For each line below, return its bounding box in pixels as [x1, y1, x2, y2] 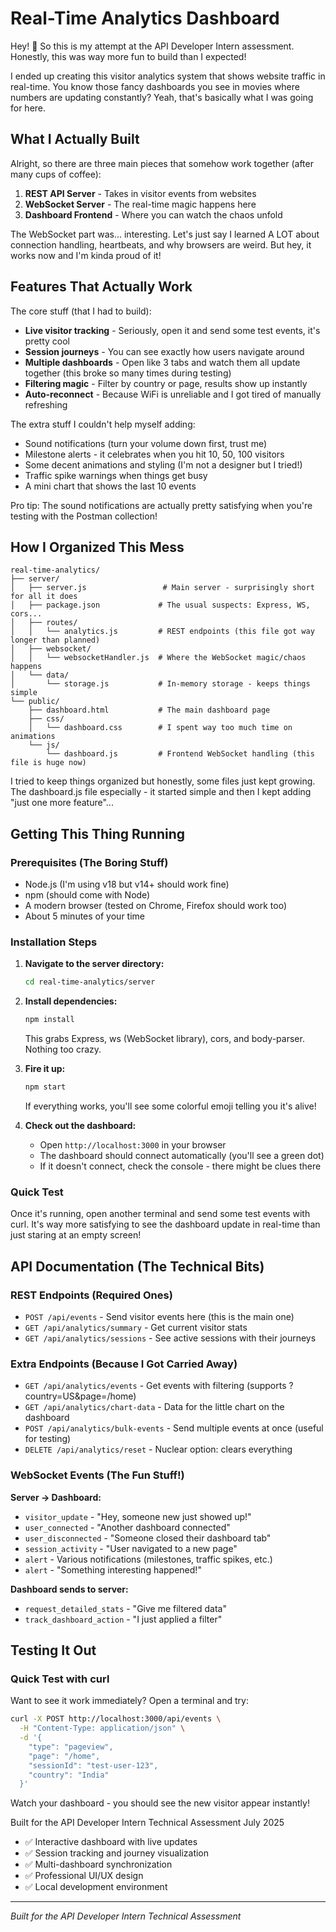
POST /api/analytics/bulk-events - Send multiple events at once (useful [24, 1422, 324, 1434]
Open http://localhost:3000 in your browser [39, 1138, 227, 1151]
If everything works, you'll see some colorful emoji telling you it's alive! [24, 1100, 317, 1112]
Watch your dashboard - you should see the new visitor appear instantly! [10, 1797, 310, 1809]
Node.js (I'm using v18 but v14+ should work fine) [24, 878, 230, 891]
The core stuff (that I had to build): [10, 305, 152, 317]
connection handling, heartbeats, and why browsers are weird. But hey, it [10, 238, 312, 251]
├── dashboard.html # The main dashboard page [28, 705, 271, 716]
